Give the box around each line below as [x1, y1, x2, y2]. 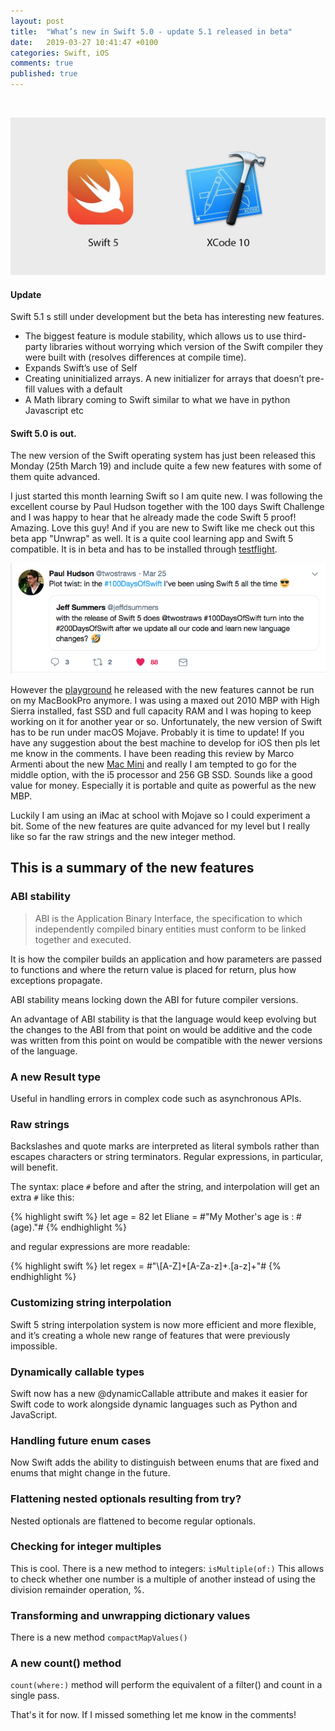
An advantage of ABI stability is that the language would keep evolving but [10, 1013, 317, 1025]
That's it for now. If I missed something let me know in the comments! [10, 1709, 297, 1721]
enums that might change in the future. [10, 1467, 171, 1479]
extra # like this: [10, 1191, 75, 1204]
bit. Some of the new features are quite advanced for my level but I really [10, 820, 311, 832]
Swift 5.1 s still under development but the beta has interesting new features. [10, 311, 325, 323]
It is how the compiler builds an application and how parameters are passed [10, 953, 323, 965]
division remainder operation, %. [10, 1583, 145, 1595]
